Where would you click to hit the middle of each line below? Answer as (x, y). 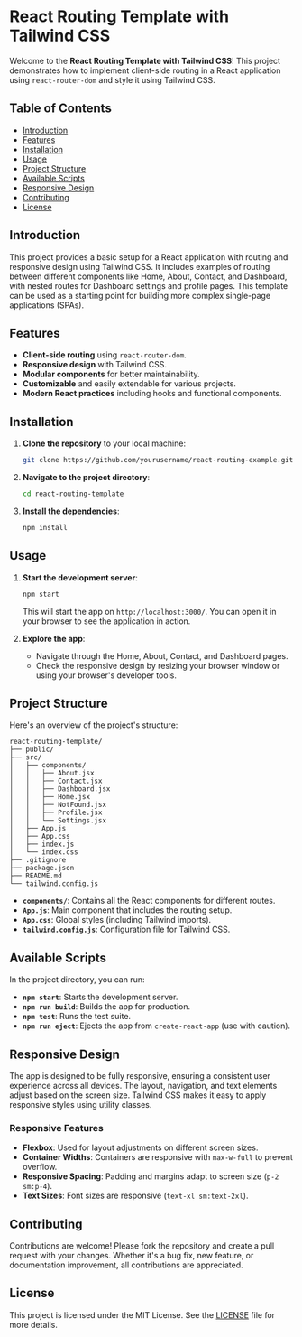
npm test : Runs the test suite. (77, 1017)
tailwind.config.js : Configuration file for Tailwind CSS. (126, 929)
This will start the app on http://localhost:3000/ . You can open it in (149, 611)
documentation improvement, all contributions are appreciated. (126, 1265)
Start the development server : (80, 577)
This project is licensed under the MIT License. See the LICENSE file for (142, 1314)
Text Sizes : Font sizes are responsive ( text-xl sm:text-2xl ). (135, 1196)
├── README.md (36, 876)
